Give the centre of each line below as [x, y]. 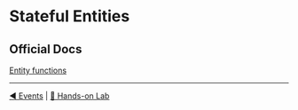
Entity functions [38, 70]
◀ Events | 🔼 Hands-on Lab [59, 96]
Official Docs [46, 49]
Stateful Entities [70, 16]
